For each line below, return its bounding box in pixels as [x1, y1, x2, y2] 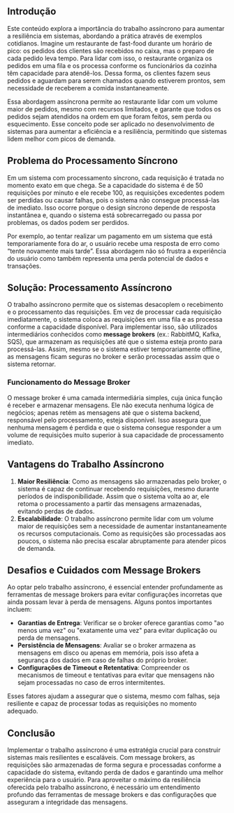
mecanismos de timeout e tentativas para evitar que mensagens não [17, 671, 215, 679]
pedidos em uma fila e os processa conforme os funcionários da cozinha [7, 61, 217, 69]
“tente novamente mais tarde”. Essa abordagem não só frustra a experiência [7, 247, 227, 255]
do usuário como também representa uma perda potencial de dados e [7, 254, 209, 262]
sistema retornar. [7, 360, 56, 369]
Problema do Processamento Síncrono [7, 155, 178, 167]
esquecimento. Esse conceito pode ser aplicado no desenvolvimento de [7, 119, 215, 128]
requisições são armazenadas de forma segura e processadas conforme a [7, 760, 221, 770]
